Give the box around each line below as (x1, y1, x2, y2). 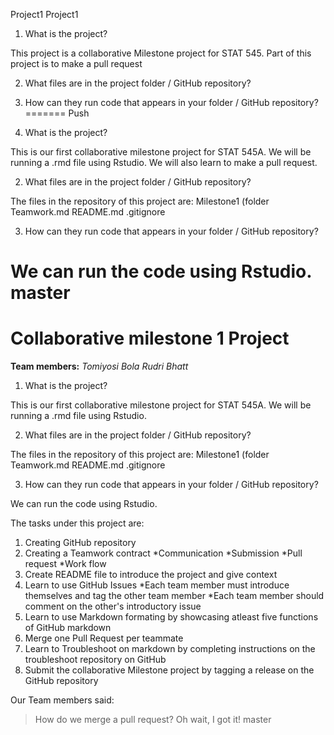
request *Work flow (24, 558, 107, 570)
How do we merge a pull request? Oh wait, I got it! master (34, 714, 272, 726)
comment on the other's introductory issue (24, 600, 202, 613)
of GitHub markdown (24, 622, 112, 634)
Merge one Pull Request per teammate (24, 632, 184, 644)
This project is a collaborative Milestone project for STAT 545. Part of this (10, 47, 312, 59)
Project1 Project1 (10, 9, 79, 20)
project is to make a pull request (10, 58, 143, 69)
